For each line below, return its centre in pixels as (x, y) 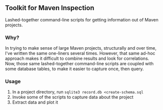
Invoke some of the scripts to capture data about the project (73, 97)
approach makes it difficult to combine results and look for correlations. (77, 58)
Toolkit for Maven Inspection (50, 8)
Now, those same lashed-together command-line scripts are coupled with (80, 64)
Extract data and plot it (35, 102)
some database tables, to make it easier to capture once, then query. (74, 69)
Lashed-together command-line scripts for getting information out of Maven (82, 19)
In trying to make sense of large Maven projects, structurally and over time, (81, 48)
